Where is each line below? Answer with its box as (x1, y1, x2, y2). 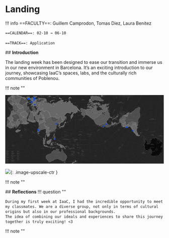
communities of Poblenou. (5, 75, 60, 81)
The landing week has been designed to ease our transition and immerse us (5, 59, 162, 65)
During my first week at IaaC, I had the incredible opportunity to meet (5, 199, 163, 204)
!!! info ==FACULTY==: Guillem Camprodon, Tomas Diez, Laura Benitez (5, 20, 152, 26)
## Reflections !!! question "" (5, 189, 66, 195)
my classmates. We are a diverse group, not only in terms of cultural (5, 204, 158, 209)
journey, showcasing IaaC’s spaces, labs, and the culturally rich (5, 69, 137, 76)
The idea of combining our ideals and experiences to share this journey (5, 214, 163, 219)
